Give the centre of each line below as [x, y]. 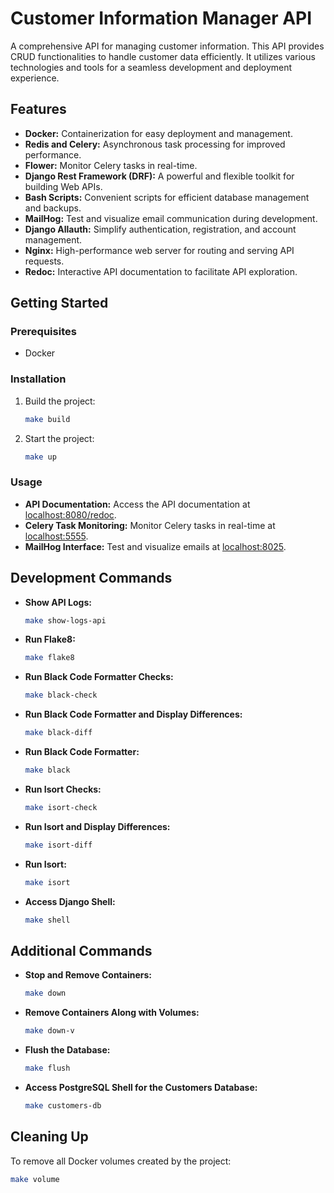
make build [47, 419]
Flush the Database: [67, 1050]
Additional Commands [81, 950]
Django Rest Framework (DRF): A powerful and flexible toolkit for [159, 176]
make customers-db [63, 1105]
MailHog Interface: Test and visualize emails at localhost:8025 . [155, 546]
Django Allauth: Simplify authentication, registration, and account [160, 229]
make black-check [61, 695]
